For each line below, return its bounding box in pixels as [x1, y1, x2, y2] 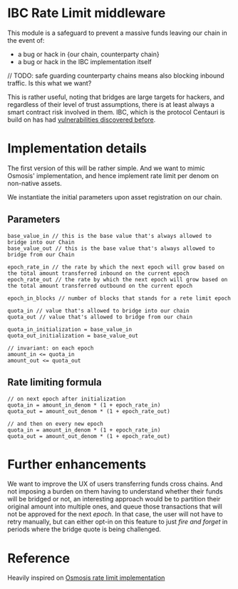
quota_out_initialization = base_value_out [7, 332, 139, 339]
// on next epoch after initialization [7, 395, 126, 402]
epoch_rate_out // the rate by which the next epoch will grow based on [7, 276, 228, 283]
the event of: [7, 36, 45, 44]
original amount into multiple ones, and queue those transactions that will [7, 502, 222, 511]
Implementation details [7, 140, 148, 157]
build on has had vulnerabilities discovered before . [7, 115, 156, 124]
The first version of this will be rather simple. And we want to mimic [7, 164, 205, 172]
